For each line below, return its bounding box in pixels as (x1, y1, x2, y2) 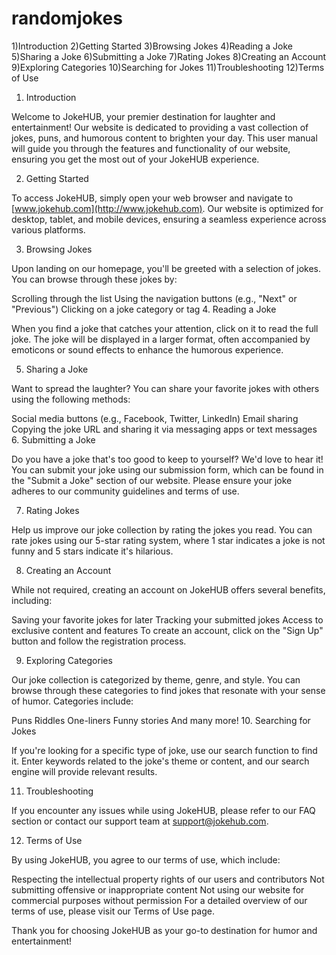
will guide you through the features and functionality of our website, (11, 142, 291, 154)
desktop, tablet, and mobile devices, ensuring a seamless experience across (11, 213, 327, 225)
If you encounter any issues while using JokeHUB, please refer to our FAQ (11, 804, 316, 816)
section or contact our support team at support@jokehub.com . (11, 815, 269, 827)
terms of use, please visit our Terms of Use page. (11, 905, 216, 917)
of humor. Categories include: (11, 695, 134, 707)
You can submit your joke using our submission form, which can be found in (11, 463, 324, 476)
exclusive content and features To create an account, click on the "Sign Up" (11, 624, 324, 636)
